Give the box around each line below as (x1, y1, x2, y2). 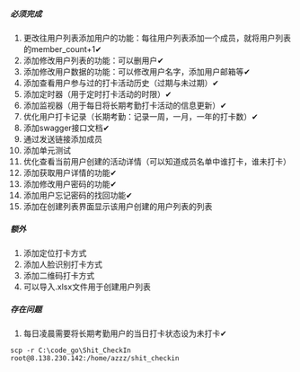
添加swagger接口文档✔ (22, 122, 110, 133)
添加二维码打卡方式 (22, 270, 95, 280)
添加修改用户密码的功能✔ (22, 178, 118, 189)
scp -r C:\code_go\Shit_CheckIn (10, 346, 131, 355)
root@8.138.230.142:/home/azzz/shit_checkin (10, 353, 180, 363)
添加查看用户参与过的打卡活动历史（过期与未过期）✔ (22, 77, 219, 88)
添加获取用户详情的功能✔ (22, 167, 118, 178)
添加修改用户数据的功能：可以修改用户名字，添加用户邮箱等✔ (22, 66, 251, 76)
